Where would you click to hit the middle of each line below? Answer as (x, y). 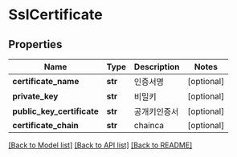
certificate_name (46, 81)
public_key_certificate (55, 111)
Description (157, 67)
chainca (149, 125)
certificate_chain (45, 125)
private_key (35, 96)
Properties (35, 44)
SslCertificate (55, 15)
